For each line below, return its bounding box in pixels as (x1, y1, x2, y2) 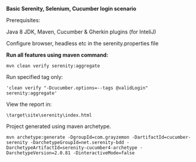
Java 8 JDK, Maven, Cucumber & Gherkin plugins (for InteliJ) (6, 28, 157, 35)
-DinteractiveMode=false (72, 150, 135, 156)
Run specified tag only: (6, 74, 63, 80)
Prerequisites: (6, 17, 41, 23)
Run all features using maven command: (6, 51, 109, 59)
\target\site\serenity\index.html (6, 112, 93, 118)
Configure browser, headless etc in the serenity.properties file (6, 40, 159, 47)
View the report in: (6, 101, 52, 108)
